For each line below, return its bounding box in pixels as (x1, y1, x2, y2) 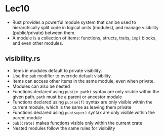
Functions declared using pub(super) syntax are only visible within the (12, 109, 155, 115)
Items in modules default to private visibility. (12, 68, 102, 73)
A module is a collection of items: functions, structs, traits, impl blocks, (12, 35, 157, 41)
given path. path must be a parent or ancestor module (12, 94, 122, 100)
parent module (12, 114, 42, 121)
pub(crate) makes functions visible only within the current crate (12, 120, 142, 126)
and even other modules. (12, 40, 63, 46)
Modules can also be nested (12, 83, 70, 89)
